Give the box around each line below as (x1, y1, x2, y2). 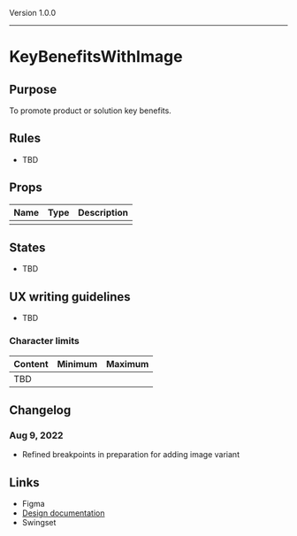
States (9, 241, 46, 256)
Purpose (9, 81, 57, 96)
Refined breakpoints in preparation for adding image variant (21, 449, 240, 460)
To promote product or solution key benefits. (9, 105, 172, 116)
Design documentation (21, 508, 105, 518)
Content (13, 357, 49, 370)
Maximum (105, 357, 149, 370)
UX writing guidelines (9, 289, 131, 304)
